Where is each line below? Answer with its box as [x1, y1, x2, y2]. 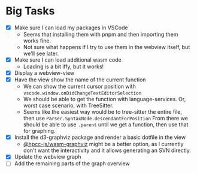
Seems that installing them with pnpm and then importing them [23, 31, 178, 38]
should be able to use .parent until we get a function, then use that [23, 121, 189, 128]
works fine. [23, 37, 51, 44]
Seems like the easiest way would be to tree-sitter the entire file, [23, 108, 183, 116]
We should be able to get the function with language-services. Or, [23, 96, 186, 103]
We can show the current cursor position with [23, 83, 136, 90]
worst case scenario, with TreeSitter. [23, 102, 114, 109]
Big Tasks [5, 4, 55, 18]
